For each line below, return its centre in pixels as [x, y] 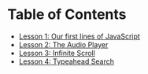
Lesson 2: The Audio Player [63, 44]
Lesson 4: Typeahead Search [67, 61]
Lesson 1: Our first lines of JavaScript [80, 36]
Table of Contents [67, 15]
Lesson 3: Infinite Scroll [57, 53]
